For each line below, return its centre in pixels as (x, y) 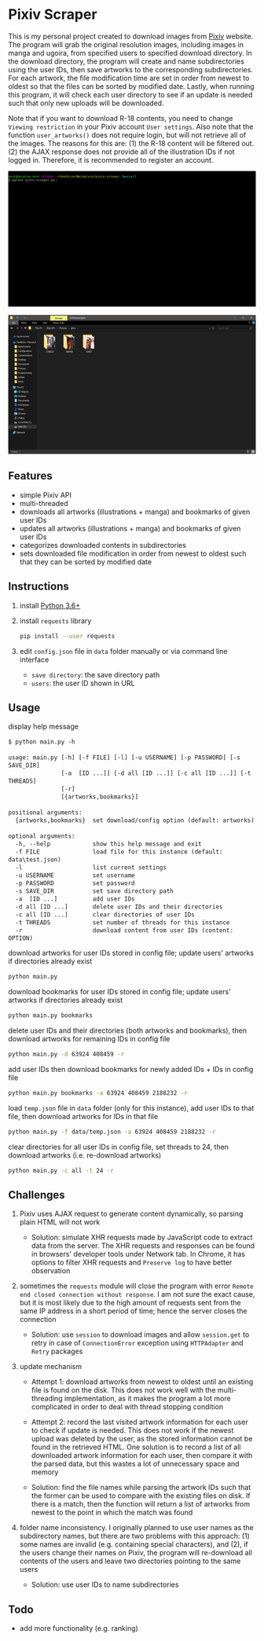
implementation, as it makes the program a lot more (147, 1399)
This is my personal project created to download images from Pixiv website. (131, 36)
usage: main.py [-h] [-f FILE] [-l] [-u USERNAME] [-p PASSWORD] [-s (125, 758)
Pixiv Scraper (53, 15)
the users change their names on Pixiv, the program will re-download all (136, 1553)
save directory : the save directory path (95, 674)
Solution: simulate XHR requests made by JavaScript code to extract (142, 1237)
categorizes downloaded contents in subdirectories (103, 545)
